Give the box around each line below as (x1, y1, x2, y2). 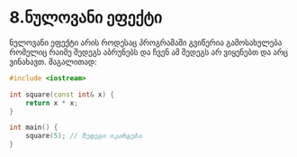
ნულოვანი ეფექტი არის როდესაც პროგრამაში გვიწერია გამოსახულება (9, 37, 283, 48)
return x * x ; (25, 98, 78, 107)
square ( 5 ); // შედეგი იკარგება (25, 132, 143, 141)
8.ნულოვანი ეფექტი (9, 7, 163, 28)
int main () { (9, 123, 58, 133)
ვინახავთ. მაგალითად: (9, 56, 97, 67)
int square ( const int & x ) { (9, 89, 115, 99)
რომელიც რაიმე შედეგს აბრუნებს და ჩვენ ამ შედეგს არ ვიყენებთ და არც (9, 46, 289, 57)
